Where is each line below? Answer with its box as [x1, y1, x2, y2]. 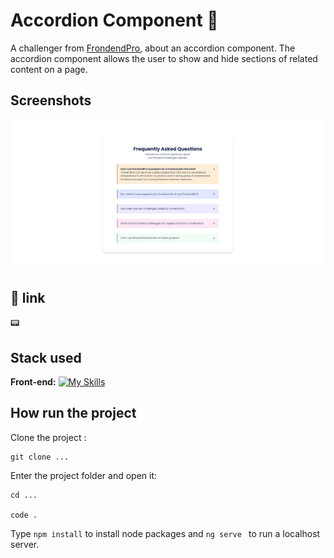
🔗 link [10, 289, 46, 306]
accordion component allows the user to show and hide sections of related [10, 52, 318, 64]
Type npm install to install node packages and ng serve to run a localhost [10, 527, 321, 539]
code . [10, 510, 38, 520]
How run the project [10, 405, 137, 422]
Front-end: [10, 376, 57, 388]
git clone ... [10, 452, 70, 462]
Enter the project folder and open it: [10, 469, 158, 481]
